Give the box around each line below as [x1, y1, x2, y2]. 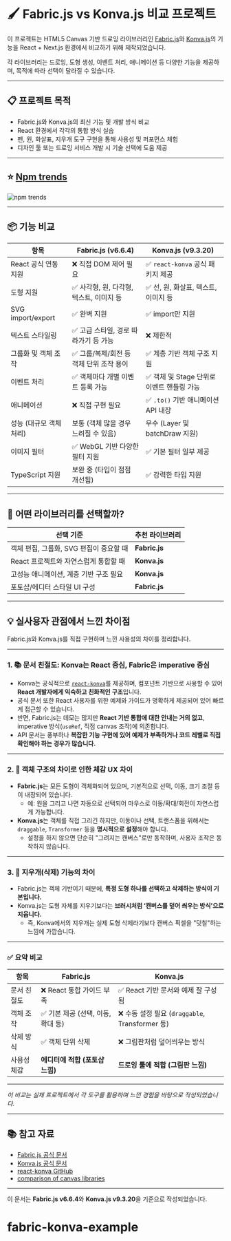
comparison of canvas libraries [16, 1174, 105, 1182]
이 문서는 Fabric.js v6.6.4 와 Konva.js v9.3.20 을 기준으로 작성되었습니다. [7, 1195, 208, 1203]
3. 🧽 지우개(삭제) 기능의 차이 [7, 867, 96, 877]
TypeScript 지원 [10, 470, 60, 480]
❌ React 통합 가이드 [41, 986, 102, 995]
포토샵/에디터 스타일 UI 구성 [10, 582, 96, 592]
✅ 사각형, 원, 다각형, [71, 283, 134, 293]
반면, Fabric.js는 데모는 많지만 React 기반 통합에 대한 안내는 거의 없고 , [16, 714, 205, 722]
